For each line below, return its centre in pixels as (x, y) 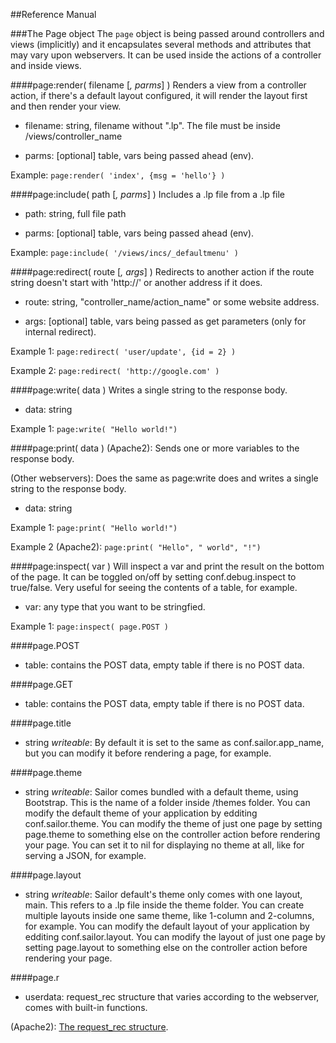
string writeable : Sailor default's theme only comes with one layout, (163, 894)
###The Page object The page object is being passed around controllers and (167, 33)
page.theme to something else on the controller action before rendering (172, 834)
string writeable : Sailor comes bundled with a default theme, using (161, 792)
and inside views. (46, 65)
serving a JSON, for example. (85, 855)
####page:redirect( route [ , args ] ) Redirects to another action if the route (162, 272)
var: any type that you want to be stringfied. (115, 607)
